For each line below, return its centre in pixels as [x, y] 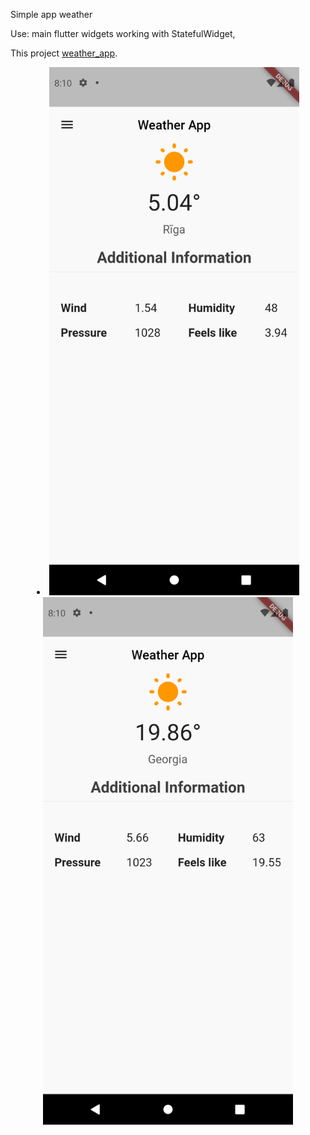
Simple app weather [51, 14]
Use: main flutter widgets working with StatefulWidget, [123, 33]
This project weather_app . [64, 53]
